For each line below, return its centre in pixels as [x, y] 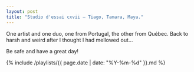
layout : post [22, 11]
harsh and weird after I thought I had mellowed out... [70, 40]
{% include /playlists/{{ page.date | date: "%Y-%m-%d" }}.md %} [86, 63]
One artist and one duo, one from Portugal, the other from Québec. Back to [97, 33]
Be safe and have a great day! [42, 51]
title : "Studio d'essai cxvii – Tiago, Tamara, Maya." [75, 17]
